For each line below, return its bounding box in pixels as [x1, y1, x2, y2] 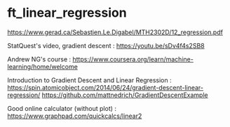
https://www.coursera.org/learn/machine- [72, 54, 194, 63]
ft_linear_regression [7, 5, 128, 21]
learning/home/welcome [7, 62, 79, 70]
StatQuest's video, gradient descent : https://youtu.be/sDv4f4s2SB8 [7, 41, 205, 50]
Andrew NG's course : [7, 54, 72, 63]
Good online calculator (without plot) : [7, 104, 117, 112]
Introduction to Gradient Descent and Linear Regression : [7, 75, 172, 84]
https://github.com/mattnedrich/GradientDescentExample [41, 91, 208, 99]
